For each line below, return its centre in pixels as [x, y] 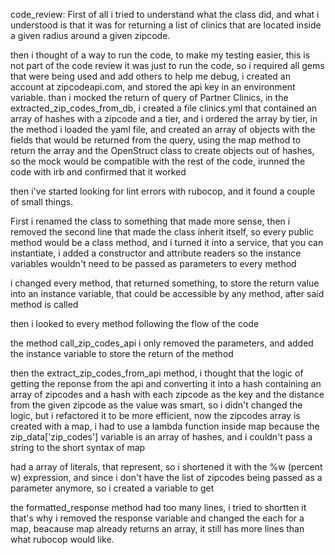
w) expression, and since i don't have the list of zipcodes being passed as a [166, 477]
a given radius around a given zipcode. [90, 35]
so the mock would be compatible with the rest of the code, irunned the [158, 161]
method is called [44, 304]
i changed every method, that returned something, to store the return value [165, 283]
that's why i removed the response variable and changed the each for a [157, 518]
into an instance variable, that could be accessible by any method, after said [167, 293]
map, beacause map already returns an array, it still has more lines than [157, 528]
